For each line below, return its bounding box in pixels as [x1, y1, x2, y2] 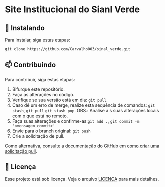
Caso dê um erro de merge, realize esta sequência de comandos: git [12, 102, 155, 108]
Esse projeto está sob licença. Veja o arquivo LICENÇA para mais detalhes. [5, 176, 159, 182]
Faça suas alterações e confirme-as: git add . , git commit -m [12, 118, 140, 124]
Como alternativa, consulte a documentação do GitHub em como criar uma [5, 143, 160, 149]
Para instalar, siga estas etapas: [5, 37, 71, 43]
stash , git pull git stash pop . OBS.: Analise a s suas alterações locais [12, 107, 159, 113]
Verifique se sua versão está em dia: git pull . [12, 97, 108, 103]
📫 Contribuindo [5, 61, 56, 69]
